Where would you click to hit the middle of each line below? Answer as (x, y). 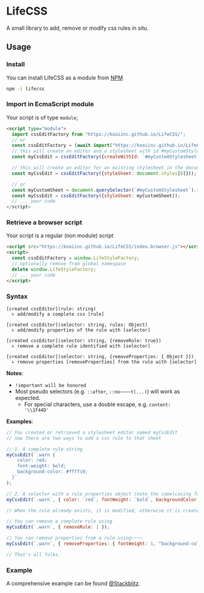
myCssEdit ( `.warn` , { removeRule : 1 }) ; (58, 527)
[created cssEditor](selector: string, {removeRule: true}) (84, 341)
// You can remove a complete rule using (59, 521)
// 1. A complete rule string (45, 449)
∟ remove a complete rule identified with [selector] (81, 346)
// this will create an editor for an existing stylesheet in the (97, 168)
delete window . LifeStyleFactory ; (54, 269)
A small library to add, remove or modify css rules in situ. (77, 28)
